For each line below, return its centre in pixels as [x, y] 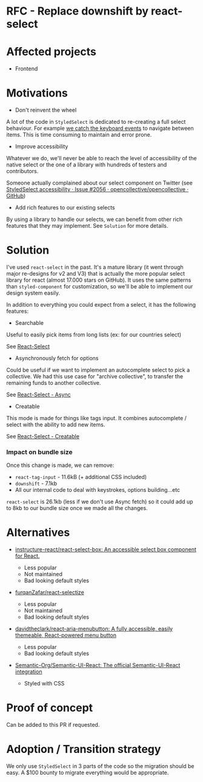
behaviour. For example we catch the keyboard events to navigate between [100, 128]
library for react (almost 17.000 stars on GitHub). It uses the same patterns [99, 280]
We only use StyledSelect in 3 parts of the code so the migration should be [100, 766]
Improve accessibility [42, 146]
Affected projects [52, 52]
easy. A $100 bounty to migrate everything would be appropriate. [88, 773]
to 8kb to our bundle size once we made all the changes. [77, 508]
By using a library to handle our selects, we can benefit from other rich [95, 219]
